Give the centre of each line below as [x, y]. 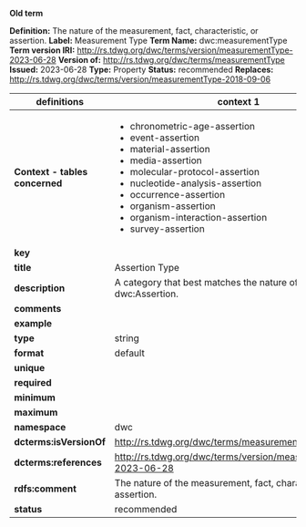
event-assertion [165, 138]
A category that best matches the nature [201, 282]
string [127, 338]
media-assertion [166, 160]
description [40, 288]
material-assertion [170, 149]
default [130, 353]
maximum [36, 412]
